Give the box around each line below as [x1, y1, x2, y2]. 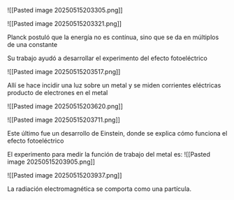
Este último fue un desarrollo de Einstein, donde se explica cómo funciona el [7, 129, 228, 137]
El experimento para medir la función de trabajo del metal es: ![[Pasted [7, 150, 211, 158]
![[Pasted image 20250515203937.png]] [7, 171, 122, 179]
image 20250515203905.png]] [7, 157, 96, 166]
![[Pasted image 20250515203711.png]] [7, 115, 121, 124]
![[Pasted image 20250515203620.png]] [7, 102, 124, 110]
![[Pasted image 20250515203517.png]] [7, 68, 121, 76]
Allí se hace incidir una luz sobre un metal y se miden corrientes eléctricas [7, 81, 221, 90]
